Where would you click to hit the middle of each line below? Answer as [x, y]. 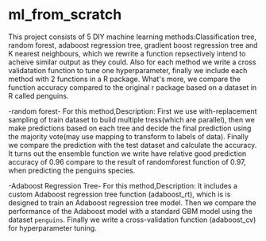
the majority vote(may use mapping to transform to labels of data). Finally [128, 136]
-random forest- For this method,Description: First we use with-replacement [133, 111]
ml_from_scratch [65, 15]
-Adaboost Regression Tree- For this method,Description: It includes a [123, 185]
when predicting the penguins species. [72, 170]
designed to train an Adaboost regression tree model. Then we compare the [132, 202]
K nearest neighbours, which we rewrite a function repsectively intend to [127, 53]
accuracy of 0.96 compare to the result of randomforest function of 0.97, [127, 161]
